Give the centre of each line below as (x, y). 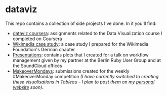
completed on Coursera (37, 39)
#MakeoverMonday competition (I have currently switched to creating (86, 76)
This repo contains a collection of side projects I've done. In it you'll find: (81, 23)
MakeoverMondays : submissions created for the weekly (71, 71)
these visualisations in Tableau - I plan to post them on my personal (83, 82)
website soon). (28, 87)
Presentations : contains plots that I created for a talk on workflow (81, 55)
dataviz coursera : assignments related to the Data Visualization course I (87, 33)
